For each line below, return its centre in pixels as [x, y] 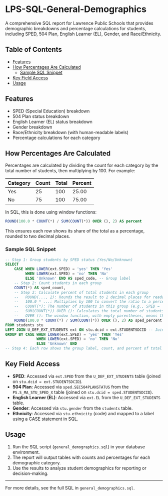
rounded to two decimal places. [38, 236]
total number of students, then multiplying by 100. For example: [70, 171]
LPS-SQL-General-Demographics [76, 9]
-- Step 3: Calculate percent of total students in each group [81, 292]
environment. [26, 452]
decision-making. [30, 473]
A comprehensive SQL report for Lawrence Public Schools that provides [79, 23]
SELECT [12, 265]
